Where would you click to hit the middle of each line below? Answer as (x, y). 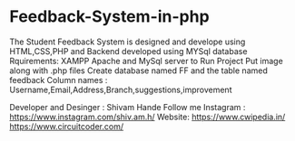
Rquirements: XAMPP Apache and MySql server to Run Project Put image (146, 61)
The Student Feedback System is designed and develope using (128, 42)
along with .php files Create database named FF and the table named (138, 70)
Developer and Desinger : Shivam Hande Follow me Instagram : (128, 107)
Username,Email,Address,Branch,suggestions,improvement (121, 89)
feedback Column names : (59, 80)
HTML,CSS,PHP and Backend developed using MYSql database (128, 51)
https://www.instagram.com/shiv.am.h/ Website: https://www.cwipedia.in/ (147, 117)
